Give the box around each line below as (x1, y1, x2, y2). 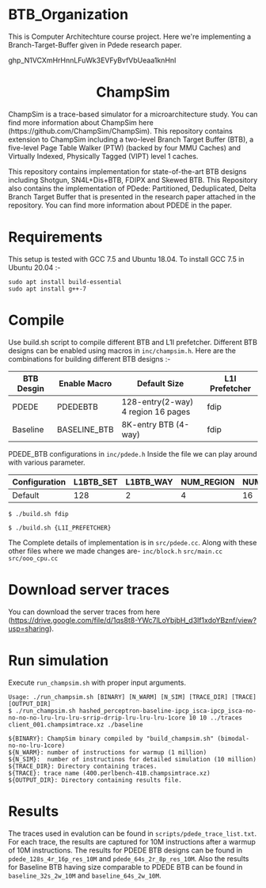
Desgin (17, 382, 45, 393)
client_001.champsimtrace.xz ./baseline (8, 720, 144, 729)
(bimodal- (217, 734, 249, 742)
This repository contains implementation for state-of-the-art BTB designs (8, 166, 247, 176)
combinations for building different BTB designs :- (8, 354, 171, 363)
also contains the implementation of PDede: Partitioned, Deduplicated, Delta (8, 184, 256, 193)
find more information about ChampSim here (8, 117, 154, 127)
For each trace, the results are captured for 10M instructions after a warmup (8, 837, 256, 846)
